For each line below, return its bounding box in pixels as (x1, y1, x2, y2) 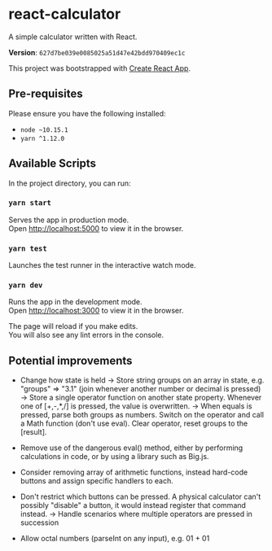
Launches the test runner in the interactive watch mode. (8, 260, 197, 270)
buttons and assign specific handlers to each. (20, 476, 173, 486)
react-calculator (8, 5, 121, 24)
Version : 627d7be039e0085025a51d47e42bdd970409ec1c (8, 47, 186, 57)
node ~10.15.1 (20, 125, 68, 134)
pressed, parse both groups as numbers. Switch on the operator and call (20, 410, 265, 420)
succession (20, 518, 59, 527)
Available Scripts (8, 156, 96, 171)
